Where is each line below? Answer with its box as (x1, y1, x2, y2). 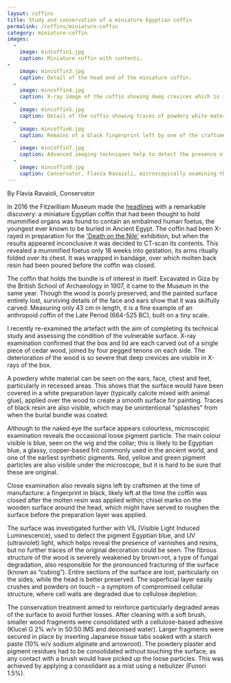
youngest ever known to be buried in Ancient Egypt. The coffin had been (7, 224, 213, 233)
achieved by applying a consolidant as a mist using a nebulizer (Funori (7, 662, 206, 670)
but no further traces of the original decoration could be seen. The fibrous (7, 545, 217, 554)
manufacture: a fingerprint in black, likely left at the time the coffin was (7, 488, 208, 496)
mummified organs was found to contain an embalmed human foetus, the (7, 217, 215, 225)
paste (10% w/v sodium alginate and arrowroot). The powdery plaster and (7, 640, 217, 648)
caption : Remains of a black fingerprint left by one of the (19, 132, 198, 138)
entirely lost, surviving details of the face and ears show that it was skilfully (7, 296, 220, 304)
